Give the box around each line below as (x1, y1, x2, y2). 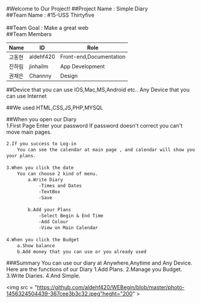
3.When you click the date (6, 164, 74, 170)
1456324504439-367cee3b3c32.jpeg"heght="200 (6, 290, 133, 297)
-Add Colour (38, 218, 69, 224)
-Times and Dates (38, 182, 82, 188)
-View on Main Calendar (38, 224, 98, 230)
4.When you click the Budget (6, 236, 79, 242)
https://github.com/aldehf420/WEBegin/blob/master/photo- (37, 283, 185, 290)
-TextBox (38, 188, 61, 194)
